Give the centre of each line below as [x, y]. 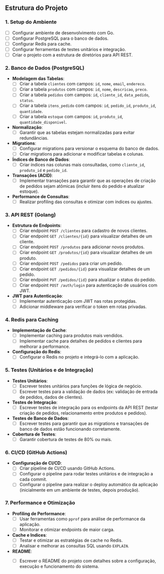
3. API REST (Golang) [31, 214]
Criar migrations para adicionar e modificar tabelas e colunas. [82, 154]
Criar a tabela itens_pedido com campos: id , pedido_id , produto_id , [88, 105]
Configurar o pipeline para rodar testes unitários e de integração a [86, 474]
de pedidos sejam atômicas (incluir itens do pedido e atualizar [82, 186]
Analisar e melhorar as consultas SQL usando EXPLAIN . [74, 546]
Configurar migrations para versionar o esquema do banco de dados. [89, 148]
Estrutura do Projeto [36, 8]
